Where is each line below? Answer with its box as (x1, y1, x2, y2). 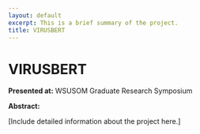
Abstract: (8, 102, 40, 111)
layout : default (8, 11, 62, 20)
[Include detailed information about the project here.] (8, 117, 181, 126)
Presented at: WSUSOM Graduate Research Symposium (8, 86, 193, 95)
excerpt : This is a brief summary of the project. (8, 19, 179, 27)
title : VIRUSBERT (8, 26, 66, 34)
